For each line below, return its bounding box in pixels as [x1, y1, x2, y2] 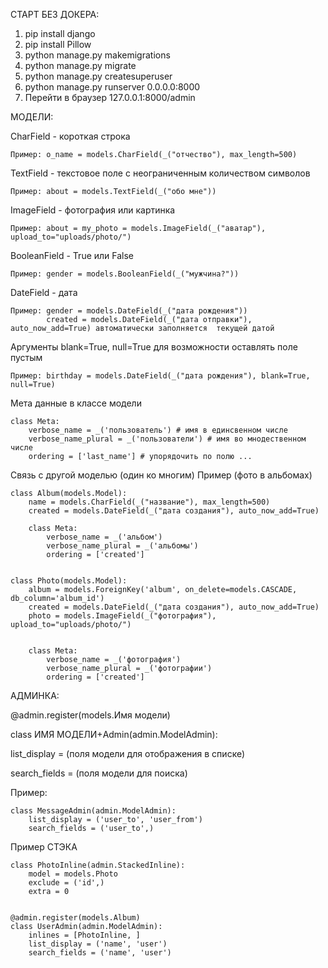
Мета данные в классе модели [10, 397, 142, 409]
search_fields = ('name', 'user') [28, 948, 172, 958]
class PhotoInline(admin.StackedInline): [10, 860, 186, 870]
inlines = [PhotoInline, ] [28, 930, 141, 940]
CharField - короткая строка [10, 130, 131, 142]
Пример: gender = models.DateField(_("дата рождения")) [10, 306, 248, 316]
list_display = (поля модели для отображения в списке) [10, 748, 246, 759]
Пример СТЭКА [10, 841, 78, 853]
